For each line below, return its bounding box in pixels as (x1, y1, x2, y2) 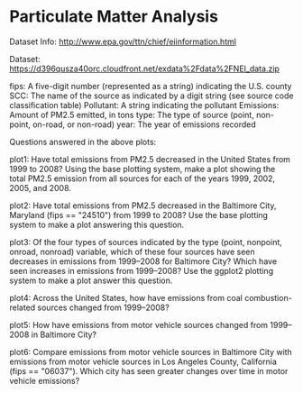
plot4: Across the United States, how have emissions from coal (9, 292, 243, 303)
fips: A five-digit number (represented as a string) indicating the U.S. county (9, 80, 292, 91)
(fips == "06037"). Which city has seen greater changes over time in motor (9, 365, 289, 376)
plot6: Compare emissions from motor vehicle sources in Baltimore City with (9, 346, 293, 357)
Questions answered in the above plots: (9, 136, 157, 147)
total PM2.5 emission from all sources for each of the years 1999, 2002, (9, 173, 276, 184)
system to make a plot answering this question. (9, 219, 185, 230)
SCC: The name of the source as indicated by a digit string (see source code (9, 90, 294, 101)
